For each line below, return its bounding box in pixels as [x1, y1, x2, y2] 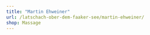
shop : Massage [6, 20, 42, 26]
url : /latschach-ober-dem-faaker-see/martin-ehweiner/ [6, 14, 145, 20]
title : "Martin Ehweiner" [6, 8, 70, 15]
